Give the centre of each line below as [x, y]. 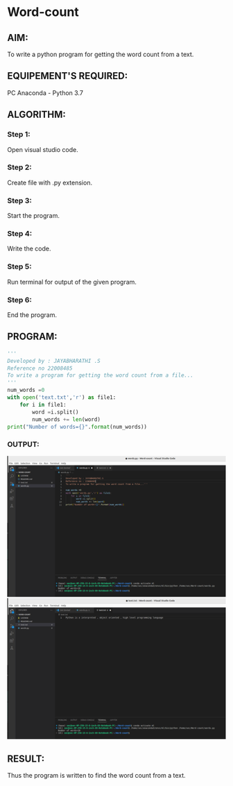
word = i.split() [55, 412]
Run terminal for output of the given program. [72, 282]
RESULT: [26, 759]
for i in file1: [43, 404]
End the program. [32, 315]
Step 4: [20, 234]
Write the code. [29, 249]
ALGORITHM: [36, 115]
